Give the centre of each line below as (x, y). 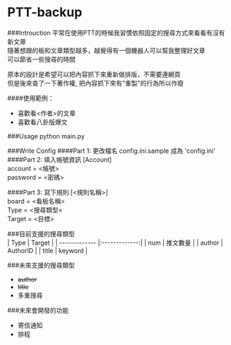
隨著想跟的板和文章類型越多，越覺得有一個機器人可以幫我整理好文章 (106, 50)
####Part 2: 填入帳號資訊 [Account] (60, 159)
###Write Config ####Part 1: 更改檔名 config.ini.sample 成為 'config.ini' (111, 151)
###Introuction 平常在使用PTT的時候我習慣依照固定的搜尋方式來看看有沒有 (116, 33)
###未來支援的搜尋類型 (41, 265)
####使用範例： (31, 98)
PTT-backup (45, 12)
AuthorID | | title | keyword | (48, 250)
